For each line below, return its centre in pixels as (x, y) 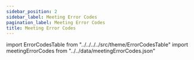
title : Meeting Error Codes (41, 28)
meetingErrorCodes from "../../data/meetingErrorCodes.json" (81, 51)
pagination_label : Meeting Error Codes (56, 22)
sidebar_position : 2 (32, 11)
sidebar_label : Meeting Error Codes (52, 17)
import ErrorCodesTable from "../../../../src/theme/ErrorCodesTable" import (97, 45)
